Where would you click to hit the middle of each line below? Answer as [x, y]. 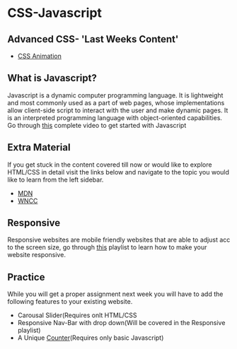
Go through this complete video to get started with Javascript [97, 125]
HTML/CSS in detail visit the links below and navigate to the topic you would [118, 172]
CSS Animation [40, 56]
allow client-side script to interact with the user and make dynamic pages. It [118, 110]
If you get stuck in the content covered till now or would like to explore [110, 165]
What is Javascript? [52, 78]
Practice [26, 277]
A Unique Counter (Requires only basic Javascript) [91, 338]
